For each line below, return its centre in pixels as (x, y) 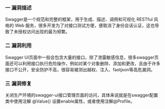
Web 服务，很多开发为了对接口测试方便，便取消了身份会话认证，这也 (85, 26)
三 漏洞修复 (18, 83)
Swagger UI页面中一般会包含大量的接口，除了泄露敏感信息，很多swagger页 (82, 57)
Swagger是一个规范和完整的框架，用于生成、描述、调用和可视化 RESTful (79, 19)
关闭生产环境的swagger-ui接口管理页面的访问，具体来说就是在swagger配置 (82, 95)
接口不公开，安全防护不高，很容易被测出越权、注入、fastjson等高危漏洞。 (80, 69)
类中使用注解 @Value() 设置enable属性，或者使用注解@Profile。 (70, 101)
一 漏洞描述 (18, 7)
